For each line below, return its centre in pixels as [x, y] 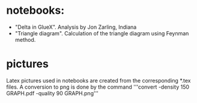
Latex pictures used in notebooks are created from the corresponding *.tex [98, 80]
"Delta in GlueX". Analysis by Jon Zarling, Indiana [76, 27]
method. [25, 40]
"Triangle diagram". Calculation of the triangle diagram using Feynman [102, 33]
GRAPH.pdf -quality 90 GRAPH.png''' [53, 93]
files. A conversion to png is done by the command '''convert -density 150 [98, 87]
